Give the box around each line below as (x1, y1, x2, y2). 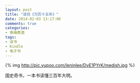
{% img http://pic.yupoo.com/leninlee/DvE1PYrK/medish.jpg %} (5, 62, 135, 68)
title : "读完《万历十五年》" (5, 12, 59, 17)
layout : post (5, 7, 32, 12)
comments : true (5, 21, 37, 26)
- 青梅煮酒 (5, 30, 25, 35)
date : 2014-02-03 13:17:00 (5, 16, 61, 21)
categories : (5, 26, 30, 31)
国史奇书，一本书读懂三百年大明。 (5, 72, 75, 78)
